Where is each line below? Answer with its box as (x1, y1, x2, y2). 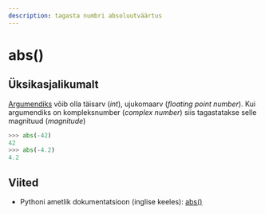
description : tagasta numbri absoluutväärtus (8, 11, 162, 20)
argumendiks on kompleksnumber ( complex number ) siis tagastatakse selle (8, 107, 257, 117)
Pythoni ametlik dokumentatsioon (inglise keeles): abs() (19, 196, 203, 206)
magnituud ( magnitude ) (8, 116, 86, 125)
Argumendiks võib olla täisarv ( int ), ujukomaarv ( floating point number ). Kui (8, 99, 256, 109)
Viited (8, 176, 39, 189)
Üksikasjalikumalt (8, 77, 99, 92)
